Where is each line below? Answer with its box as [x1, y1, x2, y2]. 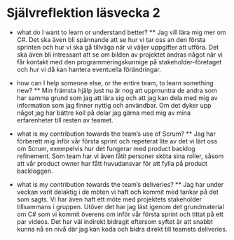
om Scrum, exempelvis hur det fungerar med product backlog [16, 144, 195, 153]
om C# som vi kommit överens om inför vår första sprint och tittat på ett [16, 210, 223, 218]
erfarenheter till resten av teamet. [16, 115, 113, 124]
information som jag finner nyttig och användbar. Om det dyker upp [16, 101, 212, 109]
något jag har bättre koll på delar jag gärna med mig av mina [16, 108, 191, 117]
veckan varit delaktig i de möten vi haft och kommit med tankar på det [16, 188, 219, 196]
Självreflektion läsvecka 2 [6, 5, 160, 21]
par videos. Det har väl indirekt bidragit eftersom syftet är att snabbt [16, 217, 213, 225]
